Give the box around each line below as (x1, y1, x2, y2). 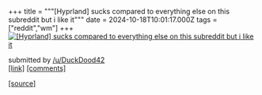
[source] (8, 79, 36, 88)
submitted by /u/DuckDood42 (8, 55, 105, 64)
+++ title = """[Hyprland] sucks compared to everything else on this (8, 7, 230, 16)
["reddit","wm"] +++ (8, 24, 74, 32)
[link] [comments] (8, 64, 66, 73)
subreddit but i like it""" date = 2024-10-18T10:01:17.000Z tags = (8, 15, 218, 24)
